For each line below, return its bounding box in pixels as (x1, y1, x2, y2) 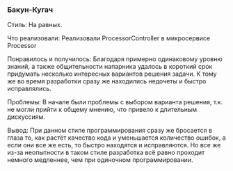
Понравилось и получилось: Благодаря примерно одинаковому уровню (7, 55, 223, 63)
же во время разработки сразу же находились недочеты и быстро (7, 77, 207, 85)
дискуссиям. (7, 113, 45, 121)
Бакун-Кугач (7, 5, 54, 15)
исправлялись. (7, 85, 51, 93)
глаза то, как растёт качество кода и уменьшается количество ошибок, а (7, 133, 226, 142)
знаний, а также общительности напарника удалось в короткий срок (7, 63, 213, 71)
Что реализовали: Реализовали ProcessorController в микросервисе (7, 34, 211, 42)
